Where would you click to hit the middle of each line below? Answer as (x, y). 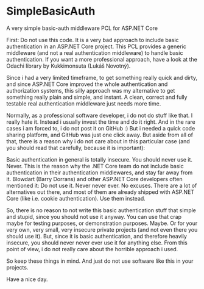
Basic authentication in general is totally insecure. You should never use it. (100, 159)
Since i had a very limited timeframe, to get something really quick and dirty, (102, 77)
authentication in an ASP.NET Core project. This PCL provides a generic (97, 46)
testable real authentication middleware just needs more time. (84, 103)
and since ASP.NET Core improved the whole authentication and (87, 84)
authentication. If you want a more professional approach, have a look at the (102, 59)
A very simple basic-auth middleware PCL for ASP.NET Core (82, 28)
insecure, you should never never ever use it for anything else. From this (97, 243)
